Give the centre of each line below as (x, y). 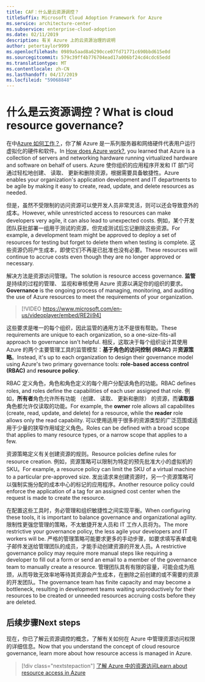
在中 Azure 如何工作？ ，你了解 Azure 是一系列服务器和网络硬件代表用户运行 (101, 144)
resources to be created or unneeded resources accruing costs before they (101, 596)
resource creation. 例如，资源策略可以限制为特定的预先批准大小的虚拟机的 (100, 461)
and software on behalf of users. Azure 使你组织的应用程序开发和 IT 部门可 (100, 165)
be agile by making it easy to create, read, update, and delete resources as (100, 186)
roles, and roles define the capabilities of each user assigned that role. (95, 391)
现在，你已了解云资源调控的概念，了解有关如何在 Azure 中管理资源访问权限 (101, 639)
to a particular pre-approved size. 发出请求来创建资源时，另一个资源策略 (97, 477)
